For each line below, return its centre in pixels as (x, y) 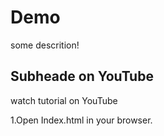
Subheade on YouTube (82, 76)
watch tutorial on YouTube (64, 100)
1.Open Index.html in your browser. (81, 120)
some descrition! (45, 45)
